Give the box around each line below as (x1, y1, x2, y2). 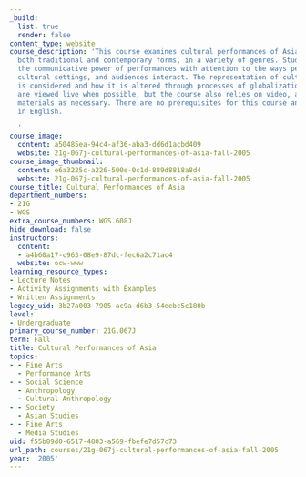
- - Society (9, 403, 55, 412)
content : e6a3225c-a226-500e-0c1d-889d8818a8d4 (17, 165, 202, 174)
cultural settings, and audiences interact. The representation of (17, 73, 280, 82)
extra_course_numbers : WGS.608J (9, 216, 132, 225)
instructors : (9, 233, 59, 243)
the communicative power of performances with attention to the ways (17, 65, 287, 74)
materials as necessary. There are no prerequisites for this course (17, 98, 287, 108)
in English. (17, 107, 64, 116)
